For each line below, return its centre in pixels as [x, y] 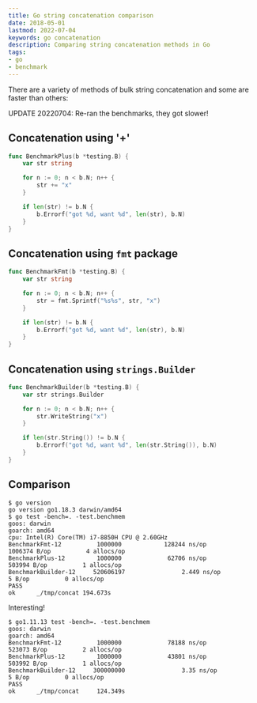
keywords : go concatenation [55, 38]
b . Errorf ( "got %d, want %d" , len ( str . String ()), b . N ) [127, 445]
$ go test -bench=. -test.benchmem [67, 516]
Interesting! [27, 607]
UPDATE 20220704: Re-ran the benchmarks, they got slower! [108, 113]
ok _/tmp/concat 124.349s [67, 691]
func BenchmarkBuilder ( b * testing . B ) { [74, 387]
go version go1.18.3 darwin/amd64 [65, 510]
